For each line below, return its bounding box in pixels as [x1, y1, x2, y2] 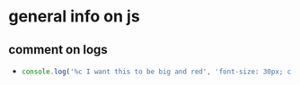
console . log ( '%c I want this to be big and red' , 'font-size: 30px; [21, 67, 284, 76]
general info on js [8, 6, 140, 27]
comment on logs [8, 42, 109, 57]
